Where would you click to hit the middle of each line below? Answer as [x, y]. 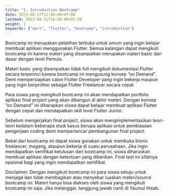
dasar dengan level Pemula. [34, 59]
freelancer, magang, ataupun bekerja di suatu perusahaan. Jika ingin [76, 146]
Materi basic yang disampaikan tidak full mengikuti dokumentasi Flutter [79, 69]
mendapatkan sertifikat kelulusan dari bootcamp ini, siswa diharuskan [78, 152]
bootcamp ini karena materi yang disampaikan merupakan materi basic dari [83, 54]
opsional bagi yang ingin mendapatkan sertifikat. [56, 162]
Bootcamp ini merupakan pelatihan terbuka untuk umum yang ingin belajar [83, 43]
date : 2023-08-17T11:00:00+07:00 [40, 15]
